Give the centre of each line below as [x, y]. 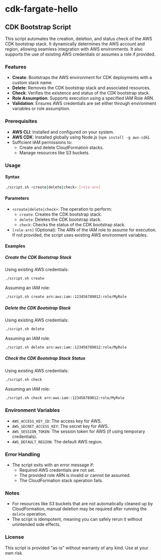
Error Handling [23, 454]
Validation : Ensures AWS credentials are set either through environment [84, 103]
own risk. [14, 553]
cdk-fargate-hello [41, 9]
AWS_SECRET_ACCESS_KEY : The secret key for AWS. [60, 426]
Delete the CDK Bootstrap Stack [38, 308]
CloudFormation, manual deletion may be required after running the [79, 509]
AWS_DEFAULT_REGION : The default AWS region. [57, 441]
